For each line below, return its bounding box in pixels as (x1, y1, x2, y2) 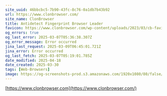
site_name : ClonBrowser (5, 16, 55, 21)
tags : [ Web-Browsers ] (5, 67, 50, 72)
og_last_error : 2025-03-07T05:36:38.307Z (5, 35, 92, 40)
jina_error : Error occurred (5, 48, 64, 53)
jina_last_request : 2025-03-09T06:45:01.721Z (5, 44, 101, 49)
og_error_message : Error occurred (5, 40, 77, 45)
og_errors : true (5, 30, 39, 35)
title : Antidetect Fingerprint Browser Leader (5, 21, 103, 26)
